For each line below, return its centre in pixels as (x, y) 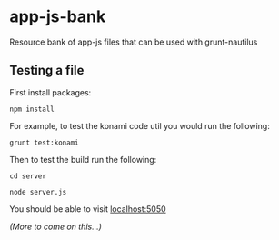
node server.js (38, 192)
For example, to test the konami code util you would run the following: (139, 125)
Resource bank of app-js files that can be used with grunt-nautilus (134, 42)
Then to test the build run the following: (83, 159)
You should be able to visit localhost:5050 (88, 209)
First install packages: (50, 92)
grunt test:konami (44, 143)
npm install (32, 109)
